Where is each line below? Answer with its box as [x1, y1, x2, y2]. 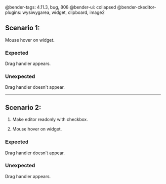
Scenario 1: [5, 24, 41, 32]
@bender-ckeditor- [117, 4, 157, 10]
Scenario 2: [5, 103, 41, 112]
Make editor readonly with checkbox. [12, 117, 88, 123]
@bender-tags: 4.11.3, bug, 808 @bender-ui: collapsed [5, 4, 116, 10]
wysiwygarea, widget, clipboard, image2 [22, 9, 105, 15]
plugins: [5, 9, 21, 15]
